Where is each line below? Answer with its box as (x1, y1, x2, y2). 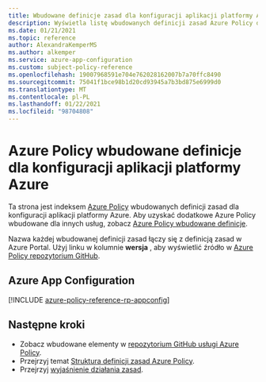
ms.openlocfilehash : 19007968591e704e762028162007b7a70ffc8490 (8, 71, 222, 79)
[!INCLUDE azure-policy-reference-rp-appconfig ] (8, 295, 170, 304)
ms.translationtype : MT (8, 85, 87, 94)
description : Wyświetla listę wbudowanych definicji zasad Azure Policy (8, 19, 253, 27)
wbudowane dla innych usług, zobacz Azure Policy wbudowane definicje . (8, 218, 248, 228)
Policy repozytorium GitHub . (8, 251, 101, 260)
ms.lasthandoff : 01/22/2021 (8, 100, 101, 108)
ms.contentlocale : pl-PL (8, 93, 90, 101)
